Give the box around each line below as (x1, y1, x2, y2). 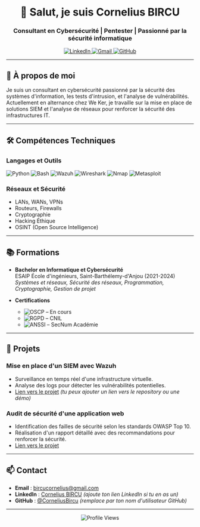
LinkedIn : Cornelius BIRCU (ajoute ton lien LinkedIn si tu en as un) (14, 491, 179, 498)
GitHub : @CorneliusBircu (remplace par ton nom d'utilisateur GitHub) (14, 497, 187, 504)
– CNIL (45, 315, 62, 322)
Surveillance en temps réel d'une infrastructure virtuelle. (14, 375, 154, 383)
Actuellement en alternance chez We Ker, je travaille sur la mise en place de (6, 99, 192, 106)
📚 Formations (6, 247, 60, 257)
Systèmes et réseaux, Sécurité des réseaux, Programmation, (14, 279, 164, 286)
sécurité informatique (67, 34, 133, 42)
